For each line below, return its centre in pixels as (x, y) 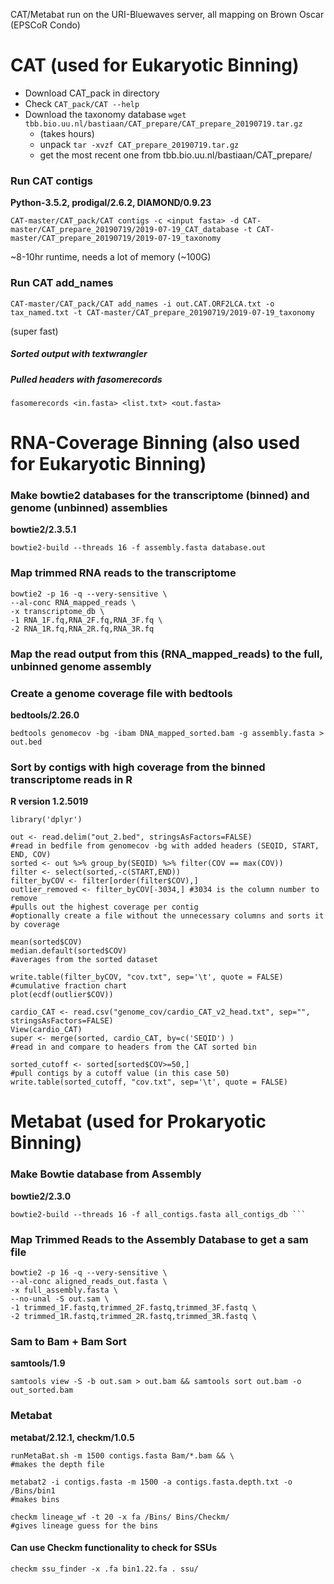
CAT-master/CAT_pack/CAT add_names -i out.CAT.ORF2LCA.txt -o (142, 304)
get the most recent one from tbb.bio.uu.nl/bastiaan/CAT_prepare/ (176, 155)
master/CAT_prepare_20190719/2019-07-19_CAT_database (125, 230)
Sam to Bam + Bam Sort (68, 1341)
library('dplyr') (46, 820)
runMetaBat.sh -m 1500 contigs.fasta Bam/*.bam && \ (122, 1455)
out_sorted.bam (42, 1390)
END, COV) (31, 855)
